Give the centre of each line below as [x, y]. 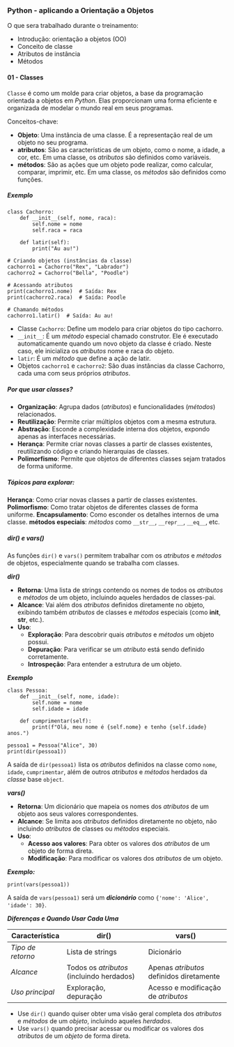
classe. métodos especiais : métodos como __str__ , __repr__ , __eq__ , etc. [114, 522]
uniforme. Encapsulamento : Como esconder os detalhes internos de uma [113, 514]
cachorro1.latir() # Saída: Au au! [60, 316]
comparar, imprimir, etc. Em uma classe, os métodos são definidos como [122, 172]
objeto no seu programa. [53, 142]
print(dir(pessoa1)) [37, 752]
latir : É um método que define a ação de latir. [84, 359]
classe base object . [36, 780]
